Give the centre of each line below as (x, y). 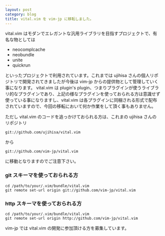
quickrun (21, 65)
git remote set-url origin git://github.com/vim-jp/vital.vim (70, 190)
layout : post (19, 10)
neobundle (23, 55)
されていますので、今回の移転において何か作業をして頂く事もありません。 (81, 106)
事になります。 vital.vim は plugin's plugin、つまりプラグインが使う (73, 88)
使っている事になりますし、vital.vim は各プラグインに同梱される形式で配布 (81, 100)
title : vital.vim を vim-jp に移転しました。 (49, 19)
